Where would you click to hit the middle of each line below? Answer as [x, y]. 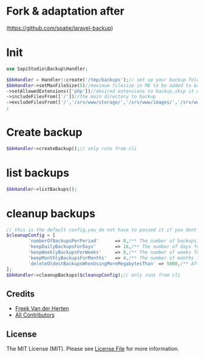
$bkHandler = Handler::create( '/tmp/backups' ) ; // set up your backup [96, 80]
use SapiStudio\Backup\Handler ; [47, 69]
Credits [21, 294]
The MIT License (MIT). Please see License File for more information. [93, 349]
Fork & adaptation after [65, 11]
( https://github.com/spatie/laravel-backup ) [60, 28]
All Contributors [35, 315]
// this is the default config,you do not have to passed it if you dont [102, 230]
